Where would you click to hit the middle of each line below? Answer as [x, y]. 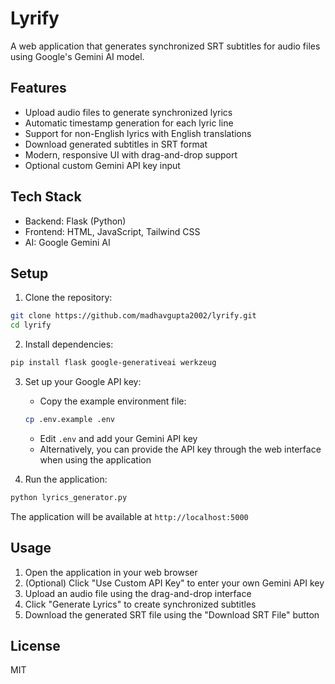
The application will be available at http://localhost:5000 [129, 516]
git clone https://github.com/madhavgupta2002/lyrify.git [133, 316]
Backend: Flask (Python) [75, 221]
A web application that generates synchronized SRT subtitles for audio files [165, 46]
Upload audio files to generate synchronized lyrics [128, 112]
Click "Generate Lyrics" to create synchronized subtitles [140, 604]
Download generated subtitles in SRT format [116, 144]
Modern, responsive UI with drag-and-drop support [131, 154]
